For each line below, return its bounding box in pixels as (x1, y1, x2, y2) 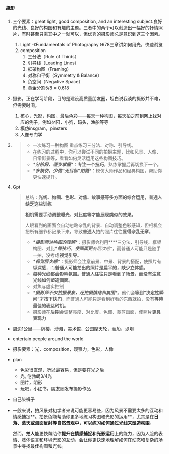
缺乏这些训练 (25, 200, 52, 207)
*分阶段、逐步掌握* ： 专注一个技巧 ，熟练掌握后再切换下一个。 (32, 161, 162, 167)
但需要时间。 (12, 102, 39, 108)
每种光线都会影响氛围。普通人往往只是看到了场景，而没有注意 (32, 271, 161, 277)
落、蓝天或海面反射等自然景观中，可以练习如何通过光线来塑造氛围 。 (12, 420, 154, 426)
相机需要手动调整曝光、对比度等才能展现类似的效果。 (25, 211, 136, 217)
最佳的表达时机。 (32, 302, 69, 308)
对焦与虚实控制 (32, 283, 64, 289)
